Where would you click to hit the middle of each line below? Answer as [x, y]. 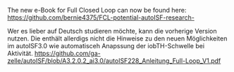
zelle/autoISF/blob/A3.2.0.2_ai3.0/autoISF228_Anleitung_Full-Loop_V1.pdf [114, 61]
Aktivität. [20, 53]
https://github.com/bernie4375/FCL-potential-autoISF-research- [101, 17]
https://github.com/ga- [67, 53]
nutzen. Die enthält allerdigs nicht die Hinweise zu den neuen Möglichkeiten [117, 38]
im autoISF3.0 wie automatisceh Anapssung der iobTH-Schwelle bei [106, 46]
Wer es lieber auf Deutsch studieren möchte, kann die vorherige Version [112, 31]
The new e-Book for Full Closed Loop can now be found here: [97, 10]
